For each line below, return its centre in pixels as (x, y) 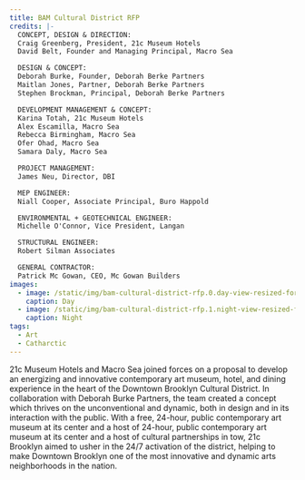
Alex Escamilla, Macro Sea (69, 127)
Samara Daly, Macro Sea (62, 152)
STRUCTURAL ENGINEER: (59, 243)
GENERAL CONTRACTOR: (56, 268)
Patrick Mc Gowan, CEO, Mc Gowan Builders (99, 276)
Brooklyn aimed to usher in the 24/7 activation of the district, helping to (143, 446)
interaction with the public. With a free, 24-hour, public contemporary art (146, 417)
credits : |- (32, 26)
